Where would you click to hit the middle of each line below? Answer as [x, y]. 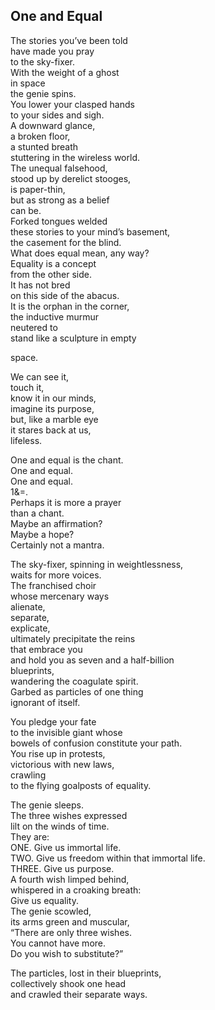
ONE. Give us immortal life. [66, 847]
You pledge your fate [53, 721]
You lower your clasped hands [72, 104]
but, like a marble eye [54, 419]
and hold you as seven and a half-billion [92, 660]
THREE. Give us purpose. [62, 868]
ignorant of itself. [45, 702]
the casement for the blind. [66, 242]
